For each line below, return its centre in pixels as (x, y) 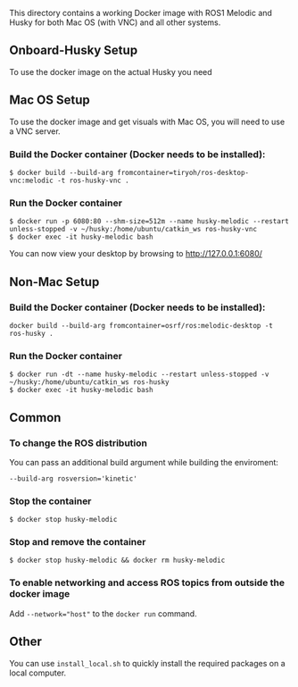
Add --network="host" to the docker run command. (103, 613)
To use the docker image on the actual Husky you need (111, 71)
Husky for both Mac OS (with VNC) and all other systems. (115, 22)
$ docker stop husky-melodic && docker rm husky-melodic (117, 561)
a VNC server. (35, 131)
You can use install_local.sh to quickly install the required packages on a (147, 663)
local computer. (38, 673)
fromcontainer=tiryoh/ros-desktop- (183, 172)
